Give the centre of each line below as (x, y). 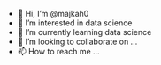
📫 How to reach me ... (58, 51)
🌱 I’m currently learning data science (84, 32)
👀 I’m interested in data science (75, 23)
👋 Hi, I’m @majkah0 (53, 14)
